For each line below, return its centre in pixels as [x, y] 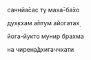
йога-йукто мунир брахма [45, 36]
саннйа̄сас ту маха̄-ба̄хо [43, 10]
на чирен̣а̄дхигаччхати [41, 49]
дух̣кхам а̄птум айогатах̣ [43, 23]
